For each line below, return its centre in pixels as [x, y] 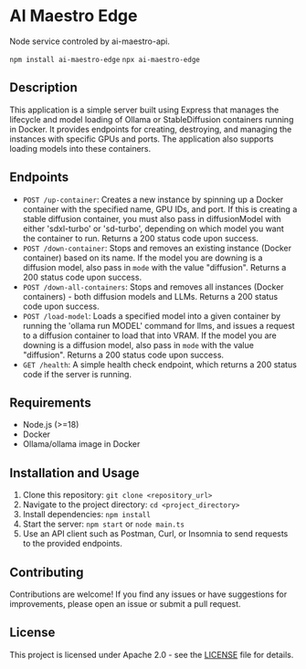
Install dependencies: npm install [86, 515]
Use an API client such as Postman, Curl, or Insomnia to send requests [155, 534]
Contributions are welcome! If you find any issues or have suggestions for [148, 594]
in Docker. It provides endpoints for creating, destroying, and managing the [151, 129]
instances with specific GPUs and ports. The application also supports [142, 139]
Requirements [50, 403]
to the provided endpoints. [73, 544]
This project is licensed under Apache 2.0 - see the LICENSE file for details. [152, 654]
